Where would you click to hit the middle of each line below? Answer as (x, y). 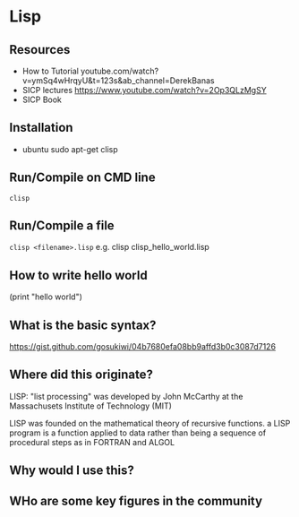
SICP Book (42, 99)
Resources (40, 50)
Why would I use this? (72, 471)
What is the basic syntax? (83, 325)
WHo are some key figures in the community (136, 500)
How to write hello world (78, 275)
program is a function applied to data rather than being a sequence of (138, 433)
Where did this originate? (81, 375)
